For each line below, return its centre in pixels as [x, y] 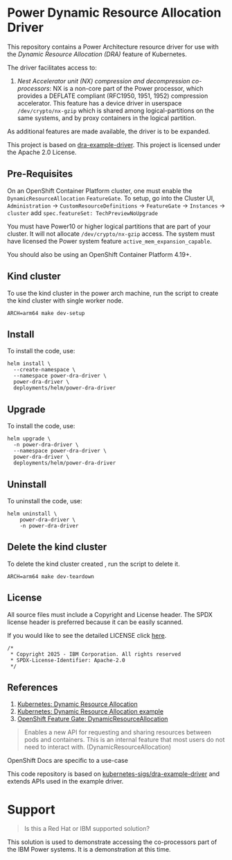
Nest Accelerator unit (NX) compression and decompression [104, 81]
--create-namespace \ [45, 370]
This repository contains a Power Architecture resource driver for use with [113, 47]
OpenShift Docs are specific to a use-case [68, 761]
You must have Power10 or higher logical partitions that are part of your [109, 226]
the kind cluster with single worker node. [65, 301]
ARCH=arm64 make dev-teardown [51, 576]
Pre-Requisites [40, 174]
